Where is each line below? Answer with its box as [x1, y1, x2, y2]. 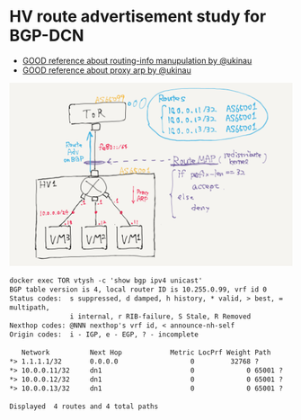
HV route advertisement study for [9, 6, 267, 27]
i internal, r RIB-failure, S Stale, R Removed [69, 312, 252, 321]
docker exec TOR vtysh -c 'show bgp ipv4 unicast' [9, 276, 203, 285]
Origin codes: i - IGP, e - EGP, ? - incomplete [9, 330, 199, 339]
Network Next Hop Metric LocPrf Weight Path [21, 348, 271, 357]
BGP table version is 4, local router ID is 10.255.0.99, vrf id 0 [9, 285, 268, 294]
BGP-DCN [9, 25, 84, 46]
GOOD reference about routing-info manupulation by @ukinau [22, 55, 252, 66]
